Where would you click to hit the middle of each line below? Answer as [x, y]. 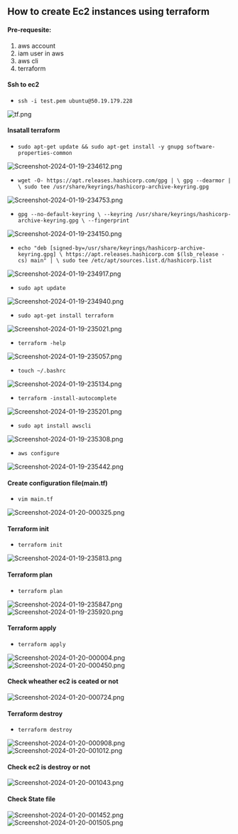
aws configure [38, 454]
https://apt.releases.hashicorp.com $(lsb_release [142, 255]
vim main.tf [35, 499]
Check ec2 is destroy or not [49, 766]
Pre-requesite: [29, 30]
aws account [36, 46]
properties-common [45, 153]
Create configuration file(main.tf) [58, 483]
